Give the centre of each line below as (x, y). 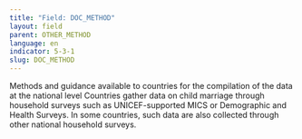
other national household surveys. (73, 124)
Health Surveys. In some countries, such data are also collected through (144, 115)
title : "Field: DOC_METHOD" (63, 18)
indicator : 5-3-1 (42, 52)
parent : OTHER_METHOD (50, 35)
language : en (34, 43)
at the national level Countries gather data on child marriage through (137, 95)
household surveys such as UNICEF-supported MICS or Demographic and (148, 105)
